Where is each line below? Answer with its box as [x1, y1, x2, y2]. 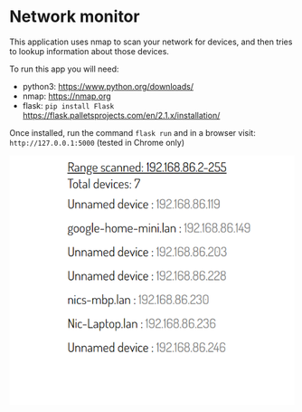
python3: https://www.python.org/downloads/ [22, 81, 194, 91]
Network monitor [9, 6, 140, 27]
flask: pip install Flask [22, 100, 115, 110]
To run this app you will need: [9, 63, 119, 74]
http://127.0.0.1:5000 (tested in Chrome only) [9, 137, 185, 148]
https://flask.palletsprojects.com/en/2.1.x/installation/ [22, 110, 221, 120]
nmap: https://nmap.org [22, 91, 111, 101]
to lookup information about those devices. [9, 45, 170, 56]
